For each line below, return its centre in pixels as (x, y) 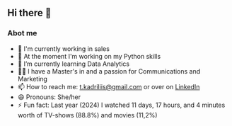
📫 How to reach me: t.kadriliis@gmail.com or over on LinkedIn (109, 86)
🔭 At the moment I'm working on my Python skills (89, 56)
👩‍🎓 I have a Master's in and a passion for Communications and (109, 71)
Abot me (22, 33)
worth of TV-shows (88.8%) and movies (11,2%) (87, 115)
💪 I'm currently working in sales (63, 48)
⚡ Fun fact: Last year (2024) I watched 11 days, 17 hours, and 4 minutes (121, 105)
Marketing (33, 79)
